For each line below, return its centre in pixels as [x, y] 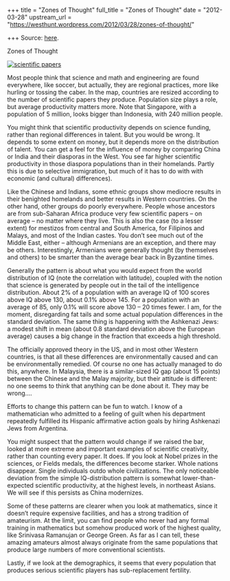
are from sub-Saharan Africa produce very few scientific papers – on [105, 213]
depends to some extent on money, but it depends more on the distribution [113, 142]
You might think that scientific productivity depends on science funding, [109, 127]
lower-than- [199, 478]
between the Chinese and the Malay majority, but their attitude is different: [112, 379]
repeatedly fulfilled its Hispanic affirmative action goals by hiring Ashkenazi [114, 421]
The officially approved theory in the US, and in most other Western [103, 349]
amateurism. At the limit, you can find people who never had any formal [108, 520]
